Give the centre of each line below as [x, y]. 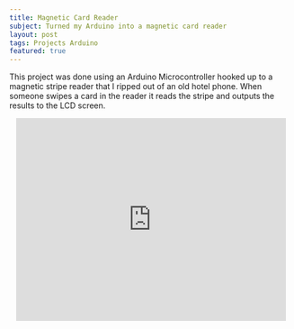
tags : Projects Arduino [54, 43]
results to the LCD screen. [58, 105]
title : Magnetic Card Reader [64, 18]
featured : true [38, 51]
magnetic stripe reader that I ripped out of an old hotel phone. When [136, 87]
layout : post [34, 34]
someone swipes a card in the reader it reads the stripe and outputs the [142, 96]
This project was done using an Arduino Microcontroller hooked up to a [141, 77]
